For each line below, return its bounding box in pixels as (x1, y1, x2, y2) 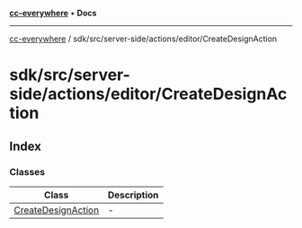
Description (107, 189, 159, 201)
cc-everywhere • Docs (9, 8, 97, 18)
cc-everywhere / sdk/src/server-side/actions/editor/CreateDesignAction (9, 33, 278, 44)
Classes (9, 165, 46, 178)
